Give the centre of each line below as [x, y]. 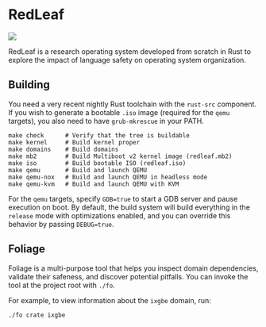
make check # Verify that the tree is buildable [99, 135]
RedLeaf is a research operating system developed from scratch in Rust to [130, 51]
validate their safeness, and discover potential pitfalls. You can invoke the [128, 276]
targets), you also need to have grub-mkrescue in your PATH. [106, 121]
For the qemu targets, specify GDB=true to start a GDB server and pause [123, 198]
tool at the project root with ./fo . [62, 285]
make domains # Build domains [64, 149]
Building [29, 85]
